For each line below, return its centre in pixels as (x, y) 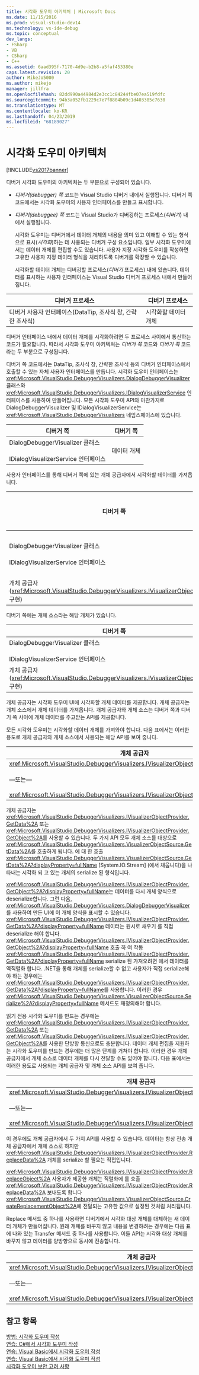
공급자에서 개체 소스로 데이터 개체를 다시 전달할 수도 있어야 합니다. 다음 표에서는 (99, 1058)
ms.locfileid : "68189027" (38, 122)
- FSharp (17, 45)
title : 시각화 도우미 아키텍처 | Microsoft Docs (61, 12)
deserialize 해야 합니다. (33, 934)
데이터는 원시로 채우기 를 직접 (139, 927)
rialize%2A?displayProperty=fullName (52, 1004)
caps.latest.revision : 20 (38, 72)
